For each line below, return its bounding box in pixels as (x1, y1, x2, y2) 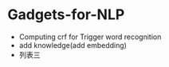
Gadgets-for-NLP (7, 6, 125, 24)
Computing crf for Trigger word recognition (18, 32, 162, 41)
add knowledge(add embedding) (18, 40, 127, 49)
